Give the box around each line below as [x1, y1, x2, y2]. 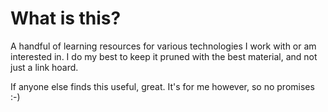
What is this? [10, 7, 122, 30]
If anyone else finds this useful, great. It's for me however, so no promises [10, 80, 315, 92]
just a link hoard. [10, 61, 79, 73]
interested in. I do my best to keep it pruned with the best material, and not [10, 50, 318, 62]
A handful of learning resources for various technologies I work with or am [10, 40, 317, 52]
